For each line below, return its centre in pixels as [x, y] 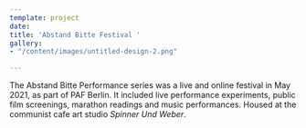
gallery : [26, 43]
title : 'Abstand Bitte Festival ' [75, 34]
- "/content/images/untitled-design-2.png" [94, 52]
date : [20, 26]
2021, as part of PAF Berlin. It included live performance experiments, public [153, 95]
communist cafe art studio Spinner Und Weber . [98, 114]
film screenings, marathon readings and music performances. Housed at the [153, 104]
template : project [44, 18]
